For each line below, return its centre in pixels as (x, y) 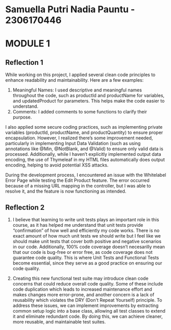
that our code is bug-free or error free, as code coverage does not (83, 252)
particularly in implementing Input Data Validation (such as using (73, 144)
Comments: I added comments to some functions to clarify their (80, 112)
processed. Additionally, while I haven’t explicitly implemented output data (83, 154)
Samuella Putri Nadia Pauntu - (70, 9)
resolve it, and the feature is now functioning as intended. (66, 191)
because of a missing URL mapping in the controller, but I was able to (78, 186)
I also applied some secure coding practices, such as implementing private (84, 127)
